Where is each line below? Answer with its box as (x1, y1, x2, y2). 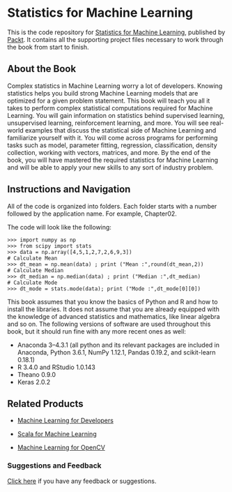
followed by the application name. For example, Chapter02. (7, 209, 178, 218)
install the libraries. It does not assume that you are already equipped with (7, 305, 219, 313)
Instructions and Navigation (7, 184, 131, 195)
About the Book (7, 63, 77, 75)
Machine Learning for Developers (17, 417, 114, 425)
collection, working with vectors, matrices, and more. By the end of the (7, 148, 211, 156)
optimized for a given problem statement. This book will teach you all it (7, 96, 210, 105)
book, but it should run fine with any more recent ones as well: (7, 327, 187, 336)
